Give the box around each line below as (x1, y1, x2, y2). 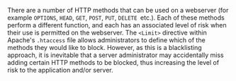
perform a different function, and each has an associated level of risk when (7, 21, 227, 29)
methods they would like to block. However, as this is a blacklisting (7, 44, 202, 51)
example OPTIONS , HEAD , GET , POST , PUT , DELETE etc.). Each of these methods (7, 13, 225, 22)
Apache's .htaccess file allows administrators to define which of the (7, 36, 206, 44)
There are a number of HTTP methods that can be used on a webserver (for (7, 6, 229, 14)
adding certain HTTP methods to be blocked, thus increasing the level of (7, 58, 220, 66)
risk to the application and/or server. (7, 66, 113, 74)
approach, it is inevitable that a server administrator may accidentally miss (7, 51, 225, 59)
